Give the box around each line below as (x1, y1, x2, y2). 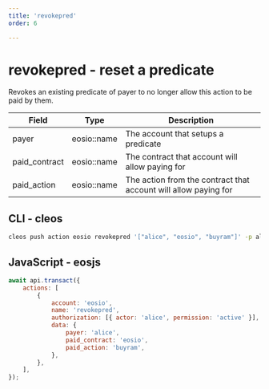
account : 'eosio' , (50, 298, 113, 307)
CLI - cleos (8, 212, 63, 225)
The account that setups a (125, 128, 224, 140)
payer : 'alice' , (65, 329, 120, 337)
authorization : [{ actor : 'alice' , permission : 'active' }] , (50, 314, 260, 322)
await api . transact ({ (8, 276, 81, 285)
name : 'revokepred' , (50, 306, 120, 314)
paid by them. (8, 95, 54, 105)
